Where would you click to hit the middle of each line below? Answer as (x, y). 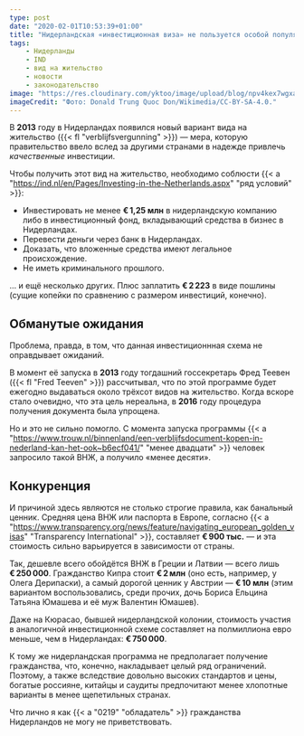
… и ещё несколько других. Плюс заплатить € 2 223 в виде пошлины (142, 286)
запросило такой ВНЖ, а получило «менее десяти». (110, 458)
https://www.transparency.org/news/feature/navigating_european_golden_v (154, 527)
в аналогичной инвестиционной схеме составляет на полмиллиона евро (151, 629)
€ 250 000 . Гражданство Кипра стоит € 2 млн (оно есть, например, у (143, 573)
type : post (30, 18)
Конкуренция (50, 486)
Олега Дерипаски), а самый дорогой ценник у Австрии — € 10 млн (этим (152, 583)
